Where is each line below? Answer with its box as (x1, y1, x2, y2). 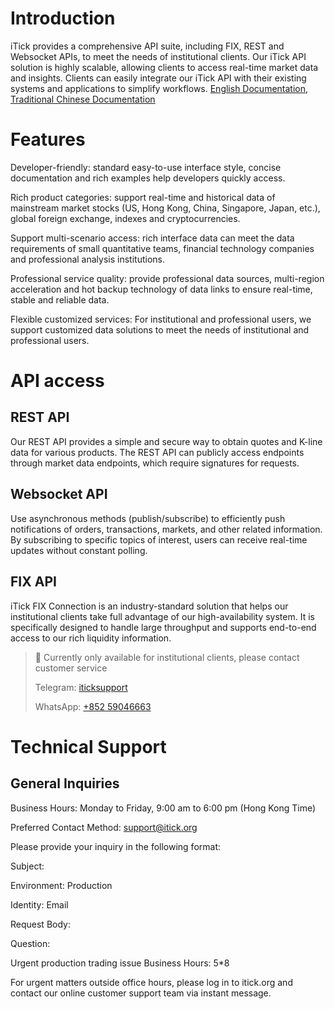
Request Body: (10, 918, 71, 930)
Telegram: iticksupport (34, 681, 128, 693)
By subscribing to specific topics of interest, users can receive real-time (10, 533, 308, 546)
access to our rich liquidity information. (10, 632, 172, 644)
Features (10, 128, 86, 151)
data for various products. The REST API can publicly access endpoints (10, 446, 305, 458)
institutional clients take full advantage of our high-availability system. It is (10, 610, 315, 622)
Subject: (10, 860, 45, 872)
